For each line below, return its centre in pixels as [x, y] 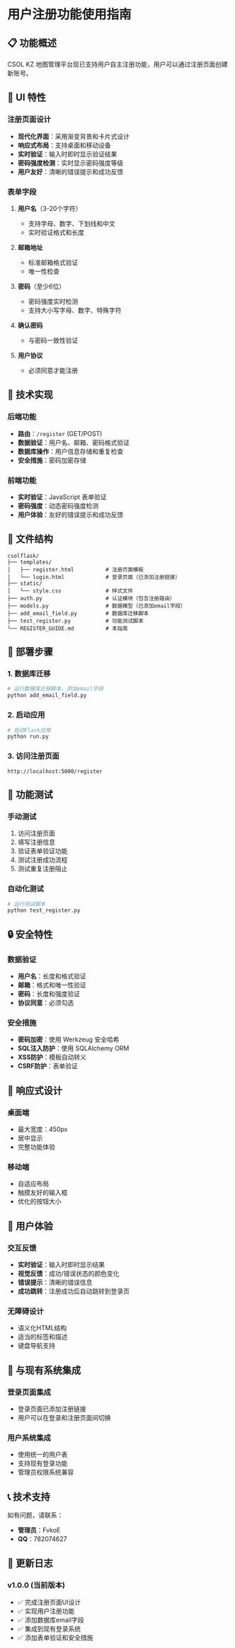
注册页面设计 [29, 120]
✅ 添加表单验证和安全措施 [55, 1637]
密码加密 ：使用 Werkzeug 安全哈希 [68, 1040]
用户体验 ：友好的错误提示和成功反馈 [70, 515]
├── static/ [25, 583]
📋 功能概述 [32, 43]
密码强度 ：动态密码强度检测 [58, 505]
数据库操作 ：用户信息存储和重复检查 [70, 451]
